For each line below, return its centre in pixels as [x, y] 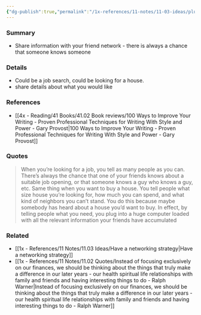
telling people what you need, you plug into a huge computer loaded [105, 213]
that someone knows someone [53, 52]
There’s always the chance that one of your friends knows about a [102, 175]
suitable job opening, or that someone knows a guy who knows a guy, [107, 182]
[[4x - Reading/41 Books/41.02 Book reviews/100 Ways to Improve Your [103, 115]
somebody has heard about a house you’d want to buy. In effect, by [104, 207]
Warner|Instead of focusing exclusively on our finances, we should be [101, 287]
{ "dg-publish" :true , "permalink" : [48, 12]
